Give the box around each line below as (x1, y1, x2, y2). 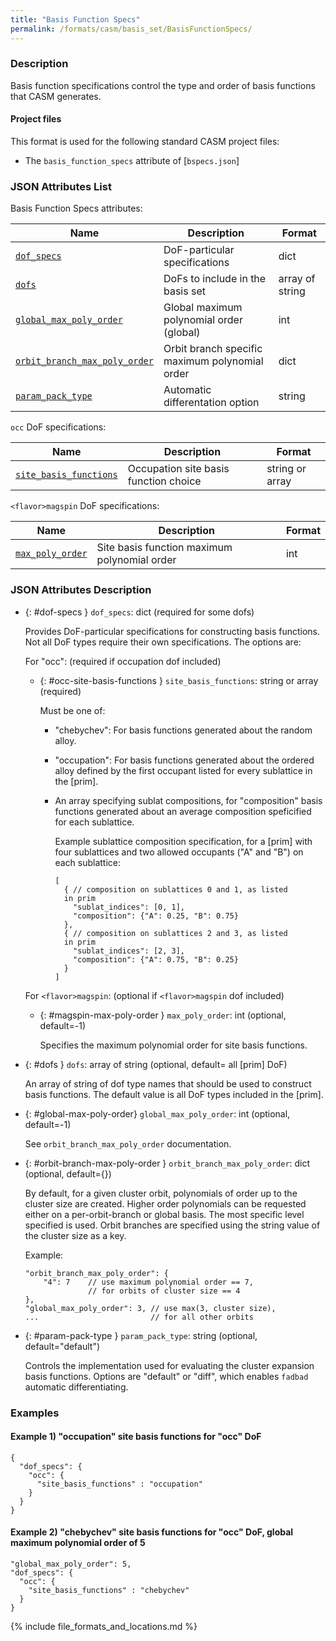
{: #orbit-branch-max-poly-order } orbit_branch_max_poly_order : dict (24, 1157, 311, 1169)
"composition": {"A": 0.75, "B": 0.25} (73, 954, 239, 965)
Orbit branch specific (163, 342, 263, 356)
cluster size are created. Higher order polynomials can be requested (24, 1197, 307, 1210)
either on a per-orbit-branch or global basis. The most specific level (24, 1208, 305, 1220)
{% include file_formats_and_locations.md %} (10, 1620, 198, 1632)
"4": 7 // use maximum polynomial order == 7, (43, 1277, 254, 1287)
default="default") (24, 1340, 101, 1352)
